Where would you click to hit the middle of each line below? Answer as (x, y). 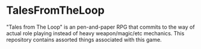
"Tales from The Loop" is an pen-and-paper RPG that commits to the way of (100, 27)
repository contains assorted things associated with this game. (84, 39)
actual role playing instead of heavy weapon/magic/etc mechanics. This (95, 33)
